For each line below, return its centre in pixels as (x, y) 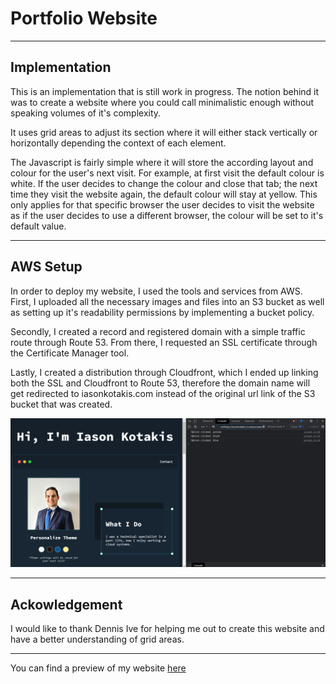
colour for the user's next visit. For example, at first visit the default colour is (167, 173)
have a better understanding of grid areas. (97, 639)
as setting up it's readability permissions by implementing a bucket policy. (162, 312)
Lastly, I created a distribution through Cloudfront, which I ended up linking (164, 372)
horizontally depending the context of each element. (118, 143)
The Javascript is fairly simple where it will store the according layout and (162, 162)
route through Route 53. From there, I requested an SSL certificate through (164, 342)
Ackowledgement (66, 604)
